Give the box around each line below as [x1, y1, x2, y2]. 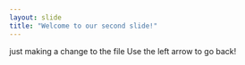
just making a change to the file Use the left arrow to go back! [9, 45, 237, 56]
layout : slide [9, 12, 63, 22]
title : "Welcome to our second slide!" [9, 21, 158, 30]
